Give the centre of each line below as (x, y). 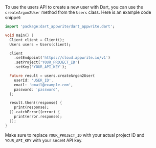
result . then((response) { (36, 103)
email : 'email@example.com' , (44, 85)
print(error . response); (38, 117)
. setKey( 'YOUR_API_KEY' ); (40, 67)
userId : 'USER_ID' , (34, 80)
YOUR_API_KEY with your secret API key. (44, 140)
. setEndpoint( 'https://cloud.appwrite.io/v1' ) (62, 58)
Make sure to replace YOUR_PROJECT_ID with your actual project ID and (75, 135)
